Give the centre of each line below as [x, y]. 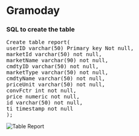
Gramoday [33, 11]
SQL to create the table [40, 30]
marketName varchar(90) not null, [57, 60]
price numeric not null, [43, 97]
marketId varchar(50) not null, [54, 54]
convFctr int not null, [41, 91]
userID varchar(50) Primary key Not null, [70, 48]
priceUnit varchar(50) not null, [56, 85]
